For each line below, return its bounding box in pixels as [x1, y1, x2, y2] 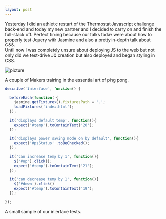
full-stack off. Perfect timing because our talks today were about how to [5, 31, 152, 37]
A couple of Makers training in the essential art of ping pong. [5, 77, 129, 83]
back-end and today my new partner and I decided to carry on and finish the [5, 26, 162, 32]
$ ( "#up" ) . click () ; [14, 159, 52, 164]
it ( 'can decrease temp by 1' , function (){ [9, 176, 99, 182]
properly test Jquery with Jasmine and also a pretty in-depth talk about [5, 37, 151, 43]
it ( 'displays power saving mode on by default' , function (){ [9, 136, 139, 141]
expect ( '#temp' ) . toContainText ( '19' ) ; [14, 186, 94, 191]
